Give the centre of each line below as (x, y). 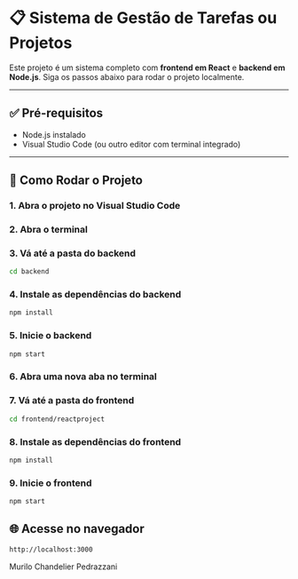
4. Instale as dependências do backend (95, 295)
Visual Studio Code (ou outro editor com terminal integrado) (131, 144)
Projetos (41, 43)
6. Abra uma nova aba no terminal (83, 377)
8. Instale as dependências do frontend (95, 441)
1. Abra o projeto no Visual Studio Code (95, 206)
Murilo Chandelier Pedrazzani (63, 567)
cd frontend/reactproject (57, 419)
